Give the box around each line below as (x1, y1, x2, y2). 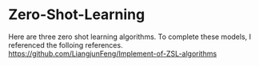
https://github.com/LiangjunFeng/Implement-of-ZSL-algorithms (8, 49, 217, 58)
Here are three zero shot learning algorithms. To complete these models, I (8, 32, 252, 41)
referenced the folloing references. (8, 40, 123, 49)
